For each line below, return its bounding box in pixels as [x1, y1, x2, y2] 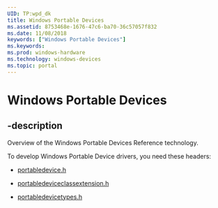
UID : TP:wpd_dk [7, 10, 52, 17]
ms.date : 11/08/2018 [7, 29, 68, 37]
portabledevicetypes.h [17, 193, 82, 201]
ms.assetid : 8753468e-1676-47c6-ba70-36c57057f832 [7, 23, 157, 30]
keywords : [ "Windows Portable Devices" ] [7, 36, 127, 43]
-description [7, 120, 63, 132]
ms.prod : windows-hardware [7, 50, 86, 57]
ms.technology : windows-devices [7, 56, 101, 63]
